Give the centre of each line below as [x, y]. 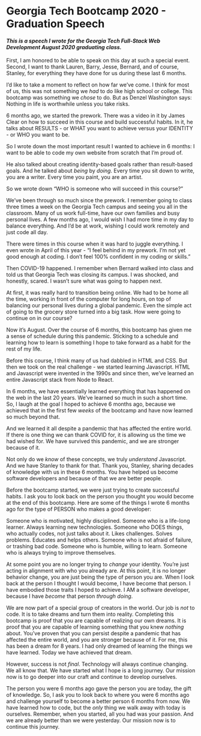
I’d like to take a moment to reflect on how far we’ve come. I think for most [98, 85]
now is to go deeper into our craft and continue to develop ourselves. [92, 677]
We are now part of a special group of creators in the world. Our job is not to [100, 608]
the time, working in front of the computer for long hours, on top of [89, 299]
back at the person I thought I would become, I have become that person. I [98, 584]
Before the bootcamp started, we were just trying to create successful [93, 490]
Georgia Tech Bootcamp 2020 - [86, 11]
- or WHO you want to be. [38, 135]
